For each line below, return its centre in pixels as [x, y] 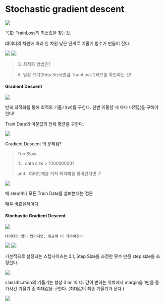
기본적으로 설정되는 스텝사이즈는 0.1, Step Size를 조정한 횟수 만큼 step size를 [80, 256]
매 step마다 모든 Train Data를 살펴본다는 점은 [49, 193]
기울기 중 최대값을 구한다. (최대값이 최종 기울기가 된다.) [71, 289]
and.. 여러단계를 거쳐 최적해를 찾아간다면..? [59, 174]
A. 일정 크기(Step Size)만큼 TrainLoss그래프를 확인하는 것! [74, 74]
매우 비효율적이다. [23, 204]
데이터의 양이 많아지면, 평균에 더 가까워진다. [45, 237]
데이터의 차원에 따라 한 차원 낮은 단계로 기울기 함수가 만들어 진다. [68, 43]
